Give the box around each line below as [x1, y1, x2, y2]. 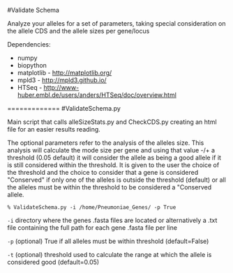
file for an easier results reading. [7, 125, 101, 133]
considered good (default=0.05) [7, 258, 100, 266]
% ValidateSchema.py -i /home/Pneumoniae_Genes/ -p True [7, 204, 176, 211]
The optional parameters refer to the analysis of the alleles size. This [7, 139, 204, 147]
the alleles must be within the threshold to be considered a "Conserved [7, 183, 211, 191]
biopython [17, 61, 47, 69]
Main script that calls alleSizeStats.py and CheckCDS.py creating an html [7, 118, 218, 126]
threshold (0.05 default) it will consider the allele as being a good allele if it [7, 153, 222, 162]
